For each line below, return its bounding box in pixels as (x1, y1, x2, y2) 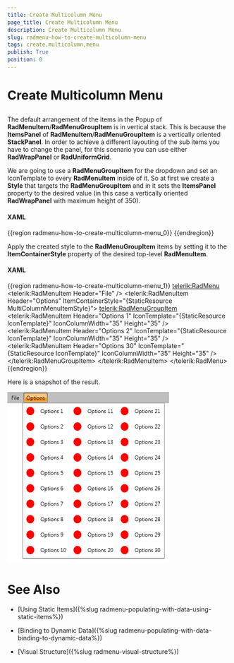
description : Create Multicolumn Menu (7, 26, 121, 33)
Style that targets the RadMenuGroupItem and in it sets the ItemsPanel (7, 181, 216, 190)
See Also (7, 582, 61, 598)
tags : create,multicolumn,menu (7, 41, 99, 49)
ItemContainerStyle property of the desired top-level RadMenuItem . (7, 249, 208, 258)
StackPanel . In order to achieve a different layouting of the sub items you (7, 138, 220, 146)
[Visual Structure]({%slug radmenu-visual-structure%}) (17, 647, 180, 656)
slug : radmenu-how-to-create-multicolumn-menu (7, 34, 147, 41)
